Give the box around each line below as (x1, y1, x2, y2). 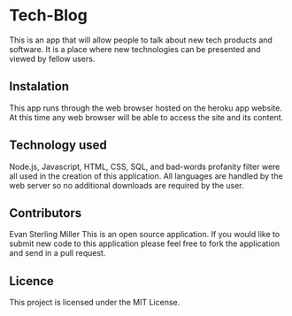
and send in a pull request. (9, 248, 106, 258)
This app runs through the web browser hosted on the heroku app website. (9, 103, 283, 113)
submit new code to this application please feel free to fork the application (9, 238, 280, 249)
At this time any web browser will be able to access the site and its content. (9, 112, 284, 122)
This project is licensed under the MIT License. (9, 297, 181, 308)
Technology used (9, 138, 108, 153)
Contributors (9, 205, 82, 220)
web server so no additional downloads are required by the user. (9, 180, 245, 190)
